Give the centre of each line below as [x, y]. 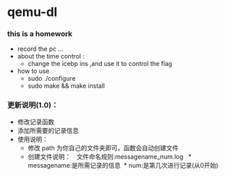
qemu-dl [32, 12]
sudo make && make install [66, 86]
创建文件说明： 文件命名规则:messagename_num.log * [109, 157]
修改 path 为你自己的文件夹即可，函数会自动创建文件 [103, 147]
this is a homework [40, 34]
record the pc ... [40, 49]
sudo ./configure [52, 79]
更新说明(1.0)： [33, 105]
